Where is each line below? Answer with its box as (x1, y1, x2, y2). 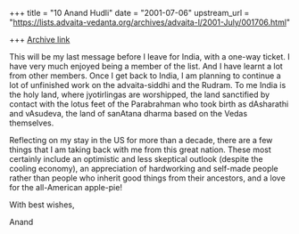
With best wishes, (9, 199, 75, 210)
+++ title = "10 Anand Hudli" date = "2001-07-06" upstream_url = (9, 8, 250, 18)
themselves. (9, 117, 54, 128)
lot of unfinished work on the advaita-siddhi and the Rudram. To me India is (9, 80, 287, 90)
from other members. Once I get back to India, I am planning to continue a (9, 70, 281, 81)
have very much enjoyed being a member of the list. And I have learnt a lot (9, 61, 283, 71)
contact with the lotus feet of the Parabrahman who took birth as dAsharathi (9, 99, 289, 109)
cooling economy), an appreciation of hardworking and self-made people (9, 164, 278, 173)
